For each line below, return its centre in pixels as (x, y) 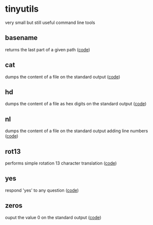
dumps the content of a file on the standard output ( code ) (63, 77)
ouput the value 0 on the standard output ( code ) (53, 217)
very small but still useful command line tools (50, 22)
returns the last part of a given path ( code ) (48, 49)
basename (21, 38)
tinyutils (22, 9)
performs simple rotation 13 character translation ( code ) (61, 163)
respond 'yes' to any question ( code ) (42, 190)
